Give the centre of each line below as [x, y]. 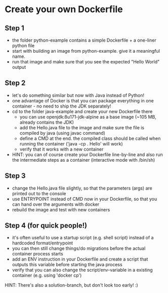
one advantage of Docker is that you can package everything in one [83, 100]
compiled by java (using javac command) [62, 133]
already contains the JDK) [47, 122]
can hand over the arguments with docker [56, 204]
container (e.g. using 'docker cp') [47, 275]
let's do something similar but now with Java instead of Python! [78, 95]
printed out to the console [39, 193]
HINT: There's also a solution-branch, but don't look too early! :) [72, 285]
